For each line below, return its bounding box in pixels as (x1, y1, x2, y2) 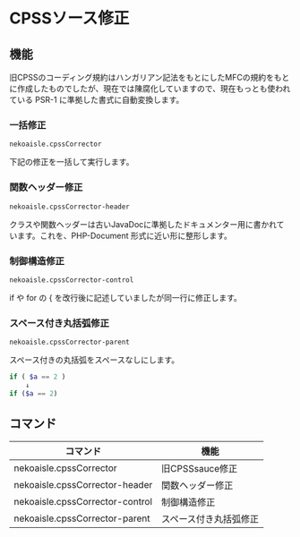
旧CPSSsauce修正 (160, 462, 238, 474)
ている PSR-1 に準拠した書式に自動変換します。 (9, 95, 184, 105)
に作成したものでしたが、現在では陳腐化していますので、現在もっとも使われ (9, 83, 291, 94)
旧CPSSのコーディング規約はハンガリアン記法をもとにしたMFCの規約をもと (9, 72, 290, 82)
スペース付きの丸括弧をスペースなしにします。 (9, 354, 180, 365)
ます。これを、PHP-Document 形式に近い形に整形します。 (16, 230, 233, 241)
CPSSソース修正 (9, 8, 130, 29)
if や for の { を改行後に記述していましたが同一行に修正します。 (9, 292, 242, 303)
